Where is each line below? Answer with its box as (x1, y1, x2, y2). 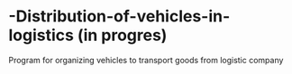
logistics (8, 25, 74, 45)
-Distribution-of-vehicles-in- (8, 6, 231, 27)
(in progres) (77, 25, 168, 45)
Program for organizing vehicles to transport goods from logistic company (8, 54, 284, 65)
